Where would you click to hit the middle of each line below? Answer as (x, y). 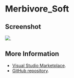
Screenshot (23, 27)
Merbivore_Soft (37, 9)
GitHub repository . (30, 70)
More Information (32, 54)
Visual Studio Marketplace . (39, 65)
